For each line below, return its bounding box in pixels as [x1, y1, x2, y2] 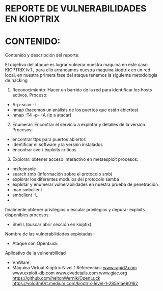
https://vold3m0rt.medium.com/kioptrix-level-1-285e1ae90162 [12, 281, 138, 287]
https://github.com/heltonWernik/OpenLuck [12, 275, 101, 281]
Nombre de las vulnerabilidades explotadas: [5, 231, 94, 237]
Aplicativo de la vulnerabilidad [5, 250, 66, 256]
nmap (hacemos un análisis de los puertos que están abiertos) [12, 107, 138, 113]
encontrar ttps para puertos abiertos [12, 136, 86, 143]
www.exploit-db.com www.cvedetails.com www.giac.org [12, 270, 128, 276]
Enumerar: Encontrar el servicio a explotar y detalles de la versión [12, 121, 146, 128]
